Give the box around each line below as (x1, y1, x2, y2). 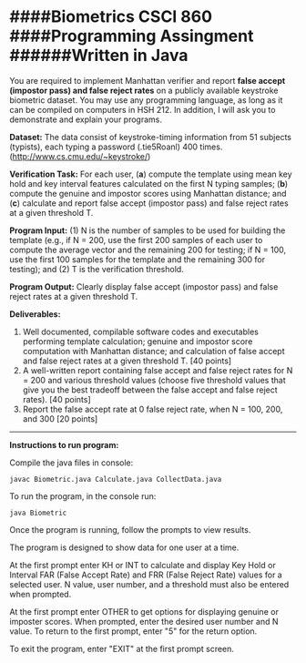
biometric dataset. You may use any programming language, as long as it (9, 94, 283, 106)
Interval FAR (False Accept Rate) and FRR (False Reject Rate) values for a (9, 569, 282, 580)
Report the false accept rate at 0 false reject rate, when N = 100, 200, (22, 403, 283, 414)
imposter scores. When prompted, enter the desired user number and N (9, 616, 280, 627)
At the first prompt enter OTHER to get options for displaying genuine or (9, 606, 280, 617)
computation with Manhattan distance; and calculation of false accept (22, 345, 285, 356)
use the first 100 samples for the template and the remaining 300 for (9, 253, 266, 265)
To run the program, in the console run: (9, 490, 157, 502)
